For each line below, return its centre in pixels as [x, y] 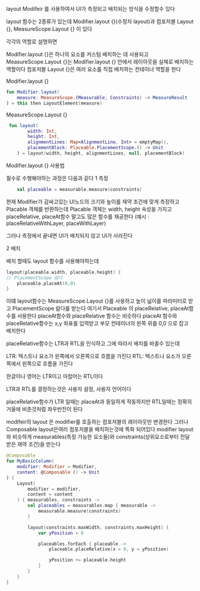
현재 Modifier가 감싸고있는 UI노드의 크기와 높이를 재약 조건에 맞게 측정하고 [93, 201]
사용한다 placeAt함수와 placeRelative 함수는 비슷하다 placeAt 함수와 [97, 316]
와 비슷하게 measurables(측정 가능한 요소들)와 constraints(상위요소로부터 [93, 437]
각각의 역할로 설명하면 [32, 41]
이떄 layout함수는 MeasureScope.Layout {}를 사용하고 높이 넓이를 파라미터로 [97, 301]
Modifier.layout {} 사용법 [35, 165]
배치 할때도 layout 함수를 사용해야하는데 [53, 261]
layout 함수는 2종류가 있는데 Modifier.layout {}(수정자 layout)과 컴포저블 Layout [100, 21]
